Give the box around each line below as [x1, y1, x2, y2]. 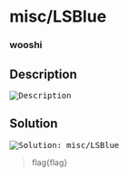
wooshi [9, 39, 43, 51]
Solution [9, 116, 58, 132]
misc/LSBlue [9, 6, 107, 27]
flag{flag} [31, 156, 68, 168]
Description [9, 66, 77, 82]
